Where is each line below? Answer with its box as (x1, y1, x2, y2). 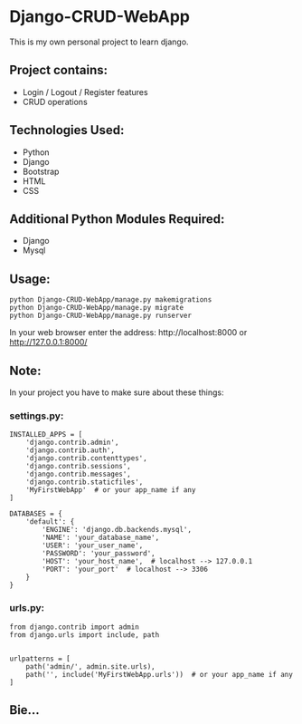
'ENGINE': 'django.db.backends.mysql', (42, 526, 193, 535)
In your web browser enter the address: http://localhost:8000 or (9, 327, 248, 338)
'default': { (25, 517, 75, 526)
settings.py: (9, 410, 64, 422)
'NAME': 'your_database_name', (42, 533, 160, 543)
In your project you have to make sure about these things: (9, 387, 224, 398)
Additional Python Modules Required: (9, 211, 225, 227)
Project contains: (9, 63, 109, 78)
